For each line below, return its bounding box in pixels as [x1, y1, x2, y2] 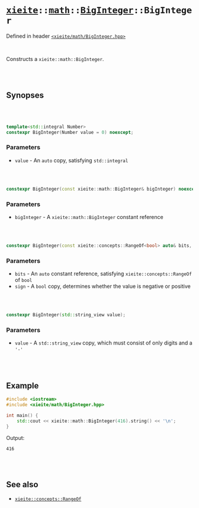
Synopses [6, 91, 44, 101]
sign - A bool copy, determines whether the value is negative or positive [14, 283, 191, 290]
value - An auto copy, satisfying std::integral [14, 156, 129, 164]
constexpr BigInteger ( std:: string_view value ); [6, 312, 126, 318]
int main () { [6, 412, 38, 419]
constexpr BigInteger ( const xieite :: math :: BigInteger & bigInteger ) [6, 186, 176, 192]
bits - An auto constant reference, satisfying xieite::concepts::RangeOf [14, 270, 192, 277]
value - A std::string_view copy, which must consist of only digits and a [14, 339, 192, 346]
